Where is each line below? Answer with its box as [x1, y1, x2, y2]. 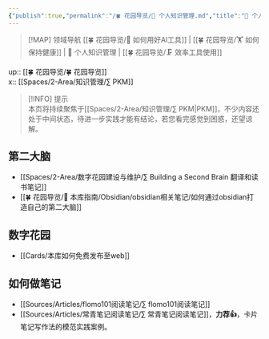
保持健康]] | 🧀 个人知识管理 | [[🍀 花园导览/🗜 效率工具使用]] [27, 47, 223, 57]
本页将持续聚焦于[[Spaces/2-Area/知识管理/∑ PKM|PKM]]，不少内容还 [27, 103, 260, 113]
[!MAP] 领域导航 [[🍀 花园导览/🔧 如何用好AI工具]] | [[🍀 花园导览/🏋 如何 [27, 34, 260, 44]
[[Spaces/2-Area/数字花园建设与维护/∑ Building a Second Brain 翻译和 [19, 172, 252, 182]
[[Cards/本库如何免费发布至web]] [19, 251, 130, 260]
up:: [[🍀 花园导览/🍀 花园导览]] [8, 67, 107, 76]
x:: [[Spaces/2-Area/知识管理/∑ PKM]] [8, 77, 134, 87]
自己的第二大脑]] [26, 202, 82, 212]
